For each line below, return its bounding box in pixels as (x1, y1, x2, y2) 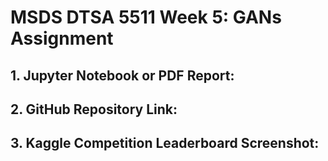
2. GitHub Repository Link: (10, 101, 178, 118)
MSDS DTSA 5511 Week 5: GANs (10, 6, 282, 29)
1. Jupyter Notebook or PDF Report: (10, 67, 235, 84)
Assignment (10, 27, 114, 50)
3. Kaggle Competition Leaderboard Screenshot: (10, 135, 320, 152)
